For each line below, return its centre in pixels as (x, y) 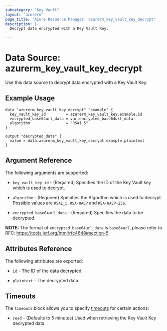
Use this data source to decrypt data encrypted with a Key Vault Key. (76, 82)
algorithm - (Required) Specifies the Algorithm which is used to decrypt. (87, 197)
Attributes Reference (39, 249)
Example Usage (30, 98)
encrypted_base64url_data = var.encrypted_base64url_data (72, 119)
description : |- (22, 24)
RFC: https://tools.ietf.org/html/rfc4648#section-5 (57, 233)
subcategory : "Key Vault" (32, 10)
